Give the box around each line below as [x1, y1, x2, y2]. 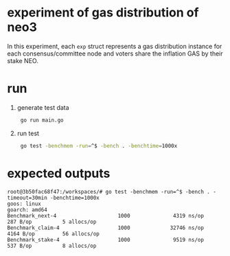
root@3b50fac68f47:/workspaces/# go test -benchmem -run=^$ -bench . [7, 188, 211, 195]
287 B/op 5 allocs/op [7, 218, 97, 225]
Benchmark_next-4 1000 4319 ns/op [7, 212, 205, 219]
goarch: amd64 [7, 206, 48, 213]
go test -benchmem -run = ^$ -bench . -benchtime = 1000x [20, 142, 178, 149]
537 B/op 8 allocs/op [7, 242, 97, 249]
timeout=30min [7, 194, 48, 201]
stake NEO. [7, 56, 39, 65]
